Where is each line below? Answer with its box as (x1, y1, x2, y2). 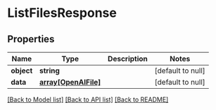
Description (108, 54, 148, 63)
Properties (7, 33, 55, 45)
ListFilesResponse (7, 5, 117, 21)
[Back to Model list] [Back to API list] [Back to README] (7, 95, 169, 104)
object (11, 66, 33, 75)
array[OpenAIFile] (39, 78, 101, 87)
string (39, 66, 60, 75)
